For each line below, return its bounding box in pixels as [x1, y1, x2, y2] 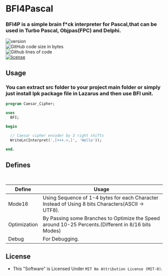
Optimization [8, 221, 38, 228]
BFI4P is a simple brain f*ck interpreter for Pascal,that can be [5, 21, 158, 28]
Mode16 [8, 200, 28, 207]
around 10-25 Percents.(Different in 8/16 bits [42, 221, 151, 228]
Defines [5, 161, 31, 169]
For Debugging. [42, 235, 79, 242]
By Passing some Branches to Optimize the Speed [42, 215, 160, 222]
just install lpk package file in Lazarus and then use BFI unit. [5, 90, 154, 97]
